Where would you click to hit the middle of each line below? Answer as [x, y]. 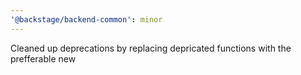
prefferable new [43, 58]
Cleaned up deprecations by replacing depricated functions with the [151, 48]
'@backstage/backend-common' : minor [86, 19]
